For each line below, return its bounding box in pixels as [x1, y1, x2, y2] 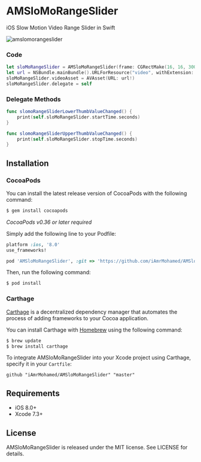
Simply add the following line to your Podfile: [6, 230, 117, 237]
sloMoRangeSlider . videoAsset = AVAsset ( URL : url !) [6, 75, 135, 81]
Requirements [6, 388, 60, 399]
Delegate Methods [6, 95, 61, 103]
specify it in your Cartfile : [6, 360, 72, 367]
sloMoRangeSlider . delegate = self [6, 81, 93, 87]
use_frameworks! [6, 247, 47, 253]
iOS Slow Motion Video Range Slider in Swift [6, 24, 115, 31]
